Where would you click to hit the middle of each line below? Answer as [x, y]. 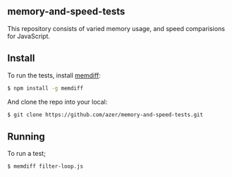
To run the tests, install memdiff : [54, 75]
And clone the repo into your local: [57, 102]
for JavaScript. [29, 36]
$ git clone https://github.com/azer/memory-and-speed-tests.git [105, 115]
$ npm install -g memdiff [45, 88]
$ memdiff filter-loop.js [45, 166]
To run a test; [26, 154]
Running [26, 136]
